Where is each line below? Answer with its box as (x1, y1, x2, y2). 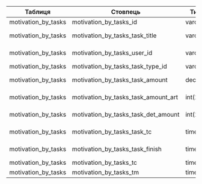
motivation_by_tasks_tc (72, 159, 137, 167)
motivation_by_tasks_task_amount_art (72, 93, 179, 101)
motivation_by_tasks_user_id (72, 49, 153, 57)
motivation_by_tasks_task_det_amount (72, 111, 180, 118)
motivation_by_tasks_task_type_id (72, 63, 167, 70)
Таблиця (25, 8, 51, 16)
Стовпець (111, 8, 141, 16)
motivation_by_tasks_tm (72, 168, 139, 176)
